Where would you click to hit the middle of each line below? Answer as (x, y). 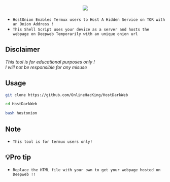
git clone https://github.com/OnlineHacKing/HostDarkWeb (67, 95)
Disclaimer (23, 50)
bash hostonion (21, 113)
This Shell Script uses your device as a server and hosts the (81, 29)
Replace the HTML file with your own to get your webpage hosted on (87, 170)
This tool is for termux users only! (53, 142)
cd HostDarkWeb (21, 104)
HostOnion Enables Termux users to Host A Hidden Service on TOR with (89, 20)
